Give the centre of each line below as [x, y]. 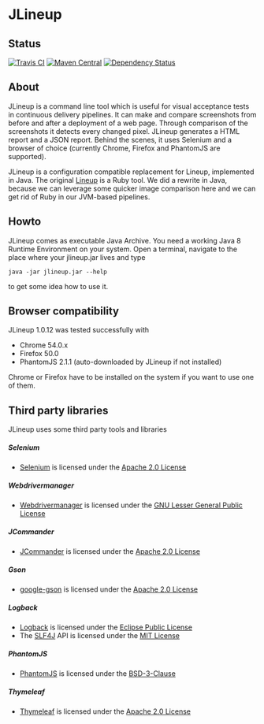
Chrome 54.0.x [44, 345]
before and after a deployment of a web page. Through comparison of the [128, 123]
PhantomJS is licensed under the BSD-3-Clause [97, 674]
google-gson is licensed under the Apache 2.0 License [109, 589]
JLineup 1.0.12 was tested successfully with [79, 330]
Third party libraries [58, 410]
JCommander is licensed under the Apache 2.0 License [110, 551]
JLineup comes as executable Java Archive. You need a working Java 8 [125, 240]
